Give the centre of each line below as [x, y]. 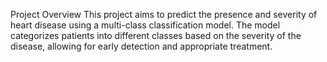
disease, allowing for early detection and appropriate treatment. [141, 46]
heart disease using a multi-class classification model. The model [145, 25]
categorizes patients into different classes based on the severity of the [156, 35]
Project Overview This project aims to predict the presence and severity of [164, 14]
